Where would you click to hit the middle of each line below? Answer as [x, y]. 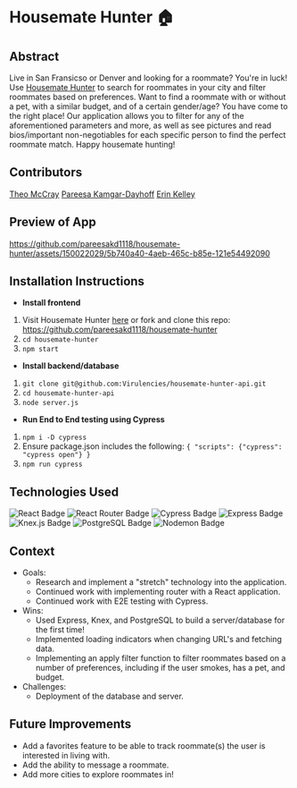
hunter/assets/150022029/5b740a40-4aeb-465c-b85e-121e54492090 [140, 253]
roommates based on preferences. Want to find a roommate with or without [148, 97]
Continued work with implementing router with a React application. [158, 592]
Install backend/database [70, 366]
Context [32, 551]
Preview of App [53, 222]
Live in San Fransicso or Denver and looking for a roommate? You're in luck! [148, 78]
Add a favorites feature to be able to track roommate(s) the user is [144, 746]
